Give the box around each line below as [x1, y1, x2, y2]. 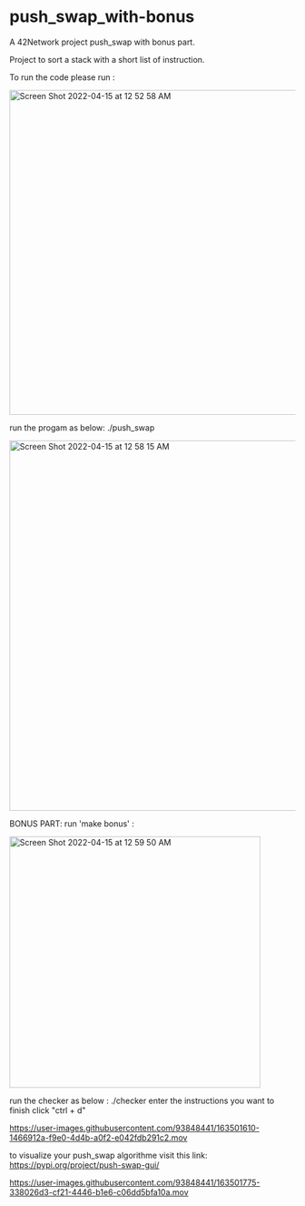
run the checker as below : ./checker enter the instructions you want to [9, 1095, 275, 1106]
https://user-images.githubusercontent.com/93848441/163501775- [9, 1177, 261, 1188]
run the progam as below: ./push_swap [9, 421, 155, 433]
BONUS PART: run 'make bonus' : [9, 817, 134, 829]
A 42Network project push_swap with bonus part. [9, 36, 195, 47]
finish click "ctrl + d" [9, 1104, 86, 1116]
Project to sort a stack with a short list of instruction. [9, 54, 205, 65]
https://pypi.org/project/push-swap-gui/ [9, 1159, 160, 1171]
